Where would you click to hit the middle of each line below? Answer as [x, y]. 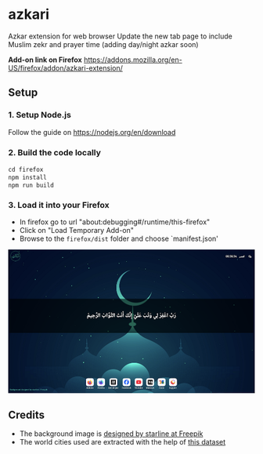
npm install [27, 177]
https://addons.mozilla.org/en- [133, 60]
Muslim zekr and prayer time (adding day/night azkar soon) [103, 44]
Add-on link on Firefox [45, 60]
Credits [27, 414]
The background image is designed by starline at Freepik [111, 434]
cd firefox [26, 169]
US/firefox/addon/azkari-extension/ [65, 67]
